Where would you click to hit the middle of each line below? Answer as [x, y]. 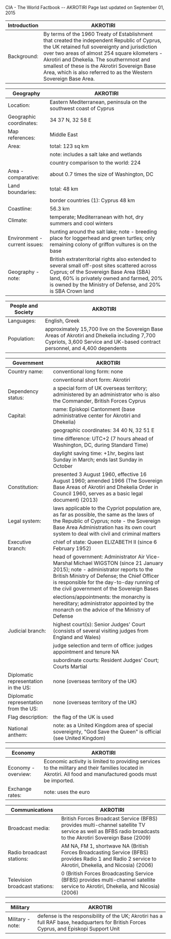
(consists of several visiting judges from [101, 631]
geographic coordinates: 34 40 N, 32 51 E [104, 430]
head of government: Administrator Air [99, 557]
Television [20, 880]
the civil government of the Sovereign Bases [106, 589]
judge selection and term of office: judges [103, 645]
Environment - [25, 238]
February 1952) [72, 548]
